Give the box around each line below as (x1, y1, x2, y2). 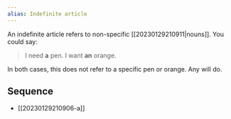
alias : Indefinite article (7, 10, 87, 18)
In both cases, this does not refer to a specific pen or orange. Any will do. (7, 64, 222, 73)
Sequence (7, 86, 54, 98)
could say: (7, 37, 38, 46)
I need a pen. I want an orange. (24, 51, 117, 59)
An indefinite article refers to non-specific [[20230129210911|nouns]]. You (7, 30, 224, 38)
